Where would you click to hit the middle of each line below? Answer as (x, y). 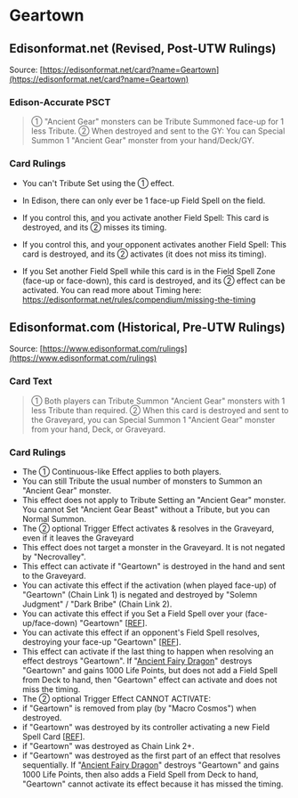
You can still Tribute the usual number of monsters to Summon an (142, 481)
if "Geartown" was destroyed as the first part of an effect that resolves (151, 755)
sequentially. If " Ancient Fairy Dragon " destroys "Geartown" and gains (151, 765)
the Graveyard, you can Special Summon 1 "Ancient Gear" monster (153, 419)
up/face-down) (50, 623)
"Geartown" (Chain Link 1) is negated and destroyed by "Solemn (140, 594)
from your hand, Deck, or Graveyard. (98, 429)
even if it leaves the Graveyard (78, 538)
